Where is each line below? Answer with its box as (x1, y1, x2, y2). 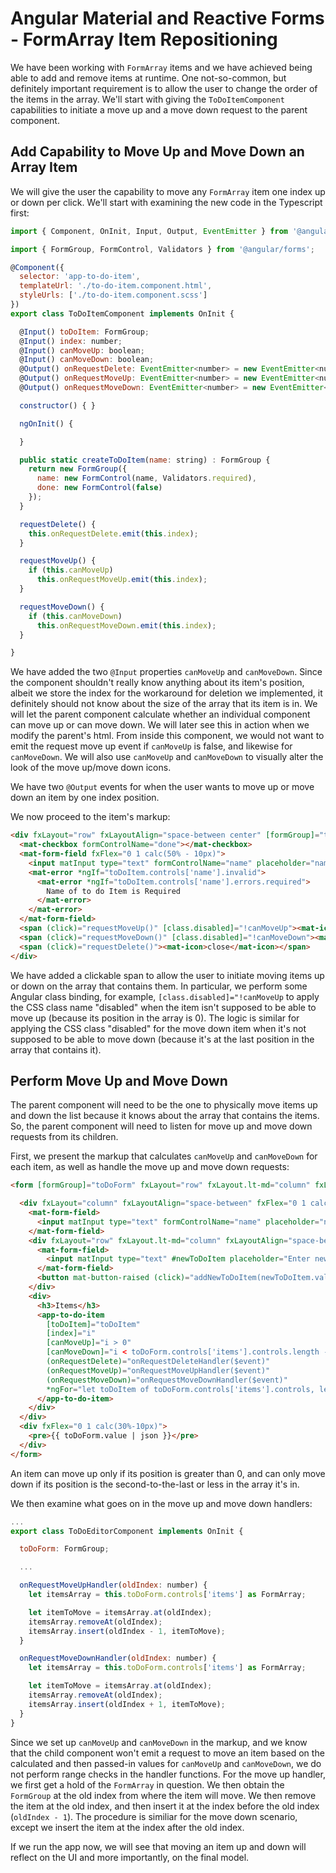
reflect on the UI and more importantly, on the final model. (10, 1851, 250, 1863)
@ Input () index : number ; (19, 336, 123, 346)
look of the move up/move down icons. (10, 762, 172, 774)
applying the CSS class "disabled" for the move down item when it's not (10, 1022, 307, 1034)
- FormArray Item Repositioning (10, 28, 278, 51)
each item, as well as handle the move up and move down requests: (10, 1161, 290, 1173)
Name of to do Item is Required (46, 886, 182, 896)
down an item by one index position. (10, 792, 160, 804)
